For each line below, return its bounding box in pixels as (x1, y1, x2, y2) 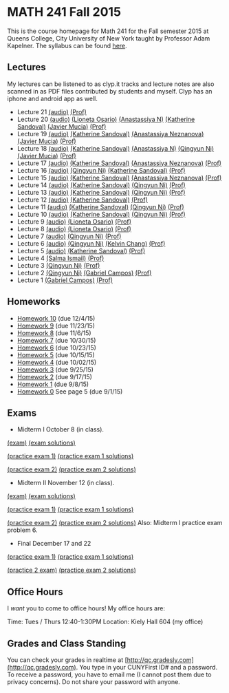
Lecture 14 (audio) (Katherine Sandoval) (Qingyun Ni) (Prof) (17, 180, 186, 189)
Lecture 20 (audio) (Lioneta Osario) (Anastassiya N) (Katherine (17, 115, 195, 123)
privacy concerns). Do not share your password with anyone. (7, 678, 180, 685)
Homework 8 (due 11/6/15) (17, 328, 91, 337)
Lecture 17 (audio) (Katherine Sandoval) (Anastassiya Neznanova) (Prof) (17, 159, 222, 167)
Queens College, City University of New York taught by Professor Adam (7, 34, 210, 42)
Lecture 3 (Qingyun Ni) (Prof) (17, 261, 100, 269)
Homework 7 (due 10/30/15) (17, 336, 96, 344)
